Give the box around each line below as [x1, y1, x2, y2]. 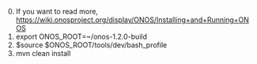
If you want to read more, [15, 7, 99, 16]
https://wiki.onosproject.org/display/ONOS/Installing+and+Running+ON [15, 15, 249, 24]
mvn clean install [15, 49, 71, 58]
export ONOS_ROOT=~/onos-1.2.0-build [15, 32, 148, 41]
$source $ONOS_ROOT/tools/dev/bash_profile [15, 40, 168, 50]
